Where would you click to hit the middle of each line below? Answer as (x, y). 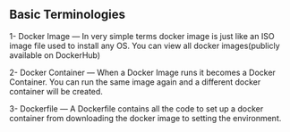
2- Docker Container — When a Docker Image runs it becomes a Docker (142, 72)
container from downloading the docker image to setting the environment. (145, 118)
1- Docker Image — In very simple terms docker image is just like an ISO (142, 36)
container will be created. (56, 91)
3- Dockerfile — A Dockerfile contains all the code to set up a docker (136, 108)
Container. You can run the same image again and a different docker (135, 82)
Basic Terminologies (68, 15)
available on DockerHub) (55, 55)
